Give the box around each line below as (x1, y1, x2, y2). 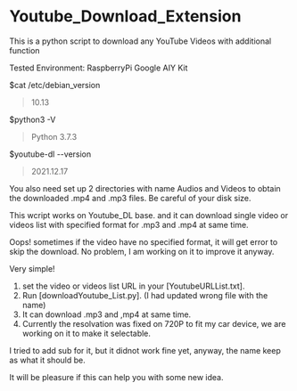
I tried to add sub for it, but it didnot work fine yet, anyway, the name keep (9, 345, 281, 355)
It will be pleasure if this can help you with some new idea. (9, 371, 225, 382)
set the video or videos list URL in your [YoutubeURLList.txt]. (21, 281, 245, 291)
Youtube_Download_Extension (9, 6, 242, 27)
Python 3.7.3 (30, 131, 78, 142)
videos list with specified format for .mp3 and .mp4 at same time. (9, 219, 249, 230)
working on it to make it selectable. (21, 328, 152, 338)
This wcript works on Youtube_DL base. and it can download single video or (9, 209, 289, 220)
